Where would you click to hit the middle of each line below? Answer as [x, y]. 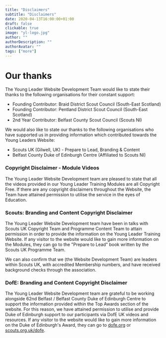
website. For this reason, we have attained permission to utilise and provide [82, 309]
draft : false [19, 24]
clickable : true [22, 28]
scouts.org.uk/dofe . [25, 331]
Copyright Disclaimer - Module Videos [52, 168]
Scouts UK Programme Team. [35, 250]
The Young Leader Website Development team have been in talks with [77, 224]
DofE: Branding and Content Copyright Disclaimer [66, 282]
